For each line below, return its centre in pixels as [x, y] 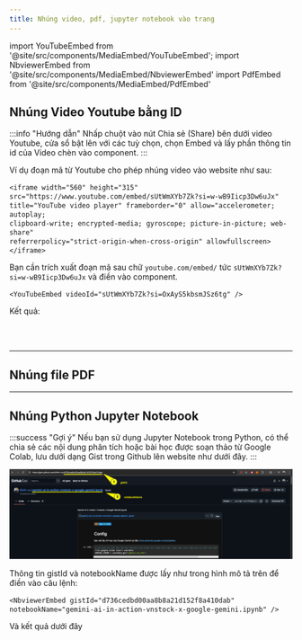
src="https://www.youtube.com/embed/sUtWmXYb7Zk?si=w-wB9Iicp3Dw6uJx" [144, 197]
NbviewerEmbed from [50, 65]
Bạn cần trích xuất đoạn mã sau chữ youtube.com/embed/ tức [120, 267]
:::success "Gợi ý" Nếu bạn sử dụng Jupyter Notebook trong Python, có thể [149, 438]
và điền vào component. [133, 277]
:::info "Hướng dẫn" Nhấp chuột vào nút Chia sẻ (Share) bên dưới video [141, 134]
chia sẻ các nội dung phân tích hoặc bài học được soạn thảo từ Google [140, 447]
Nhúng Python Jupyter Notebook [104, 416]
